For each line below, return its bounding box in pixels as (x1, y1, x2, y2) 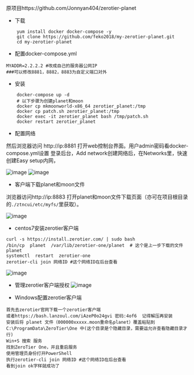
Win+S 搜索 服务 (6, 338, 42, 344)
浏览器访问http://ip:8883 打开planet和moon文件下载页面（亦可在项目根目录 (6, 193, 188, 200)
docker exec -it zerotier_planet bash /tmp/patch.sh (16, 113, 149, 119)
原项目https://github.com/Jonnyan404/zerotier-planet (6, 5, 136, 11)
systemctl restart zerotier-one (6, 253, 91, 259)
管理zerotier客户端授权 (14, 282, 70, 289)
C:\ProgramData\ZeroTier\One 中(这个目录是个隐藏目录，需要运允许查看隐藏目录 (6, 326, 183, 332)
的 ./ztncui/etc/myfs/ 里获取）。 (6, 201, 82, 207)
